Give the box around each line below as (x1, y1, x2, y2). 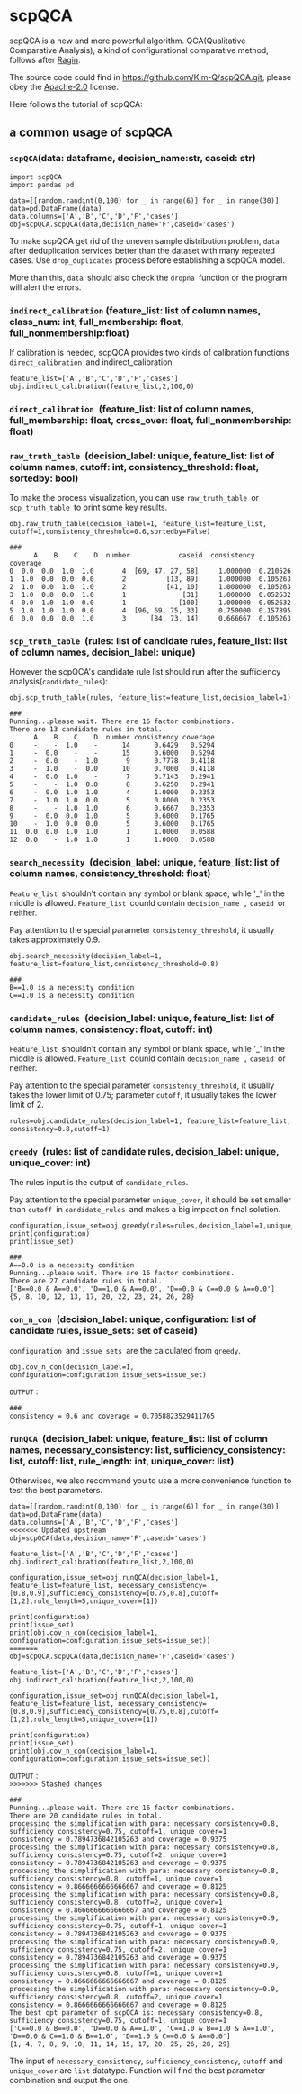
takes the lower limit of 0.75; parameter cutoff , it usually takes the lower (9, 1090, 277, 1101)
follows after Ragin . (9, 54, 81, 65)
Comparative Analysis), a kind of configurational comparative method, (9, 44, 270, 55)
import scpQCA (9, 172, 63, 181)
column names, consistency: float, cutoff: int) (9, 1023, 214, 1036)
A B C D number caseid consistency (32, 551, 255, 560)
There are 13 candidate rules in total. (9, 725, 164, 734)
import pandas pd (9, 180, 75, 189)
